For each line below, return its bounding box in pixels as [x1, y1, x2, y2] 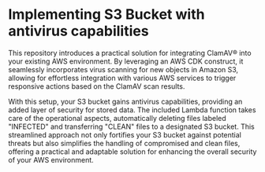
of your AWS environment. [8, 155, 95, 164]
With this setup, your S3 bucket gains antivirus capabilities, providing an [8, 97, 243, 106]
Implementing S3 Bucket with [8, 5, 205, 24]
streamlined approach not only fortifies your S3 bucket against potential [8, 130, 242, 139]
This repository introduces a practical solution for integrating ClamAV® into [8, 48, 252, 57]
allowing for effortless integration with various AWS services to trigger [8, 73, 237, 82]
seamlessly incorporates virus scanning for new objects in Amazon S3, [8, 64, 239, 74]
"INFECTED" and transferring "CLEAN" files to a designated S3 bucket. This [8, 122, 255, 131]
